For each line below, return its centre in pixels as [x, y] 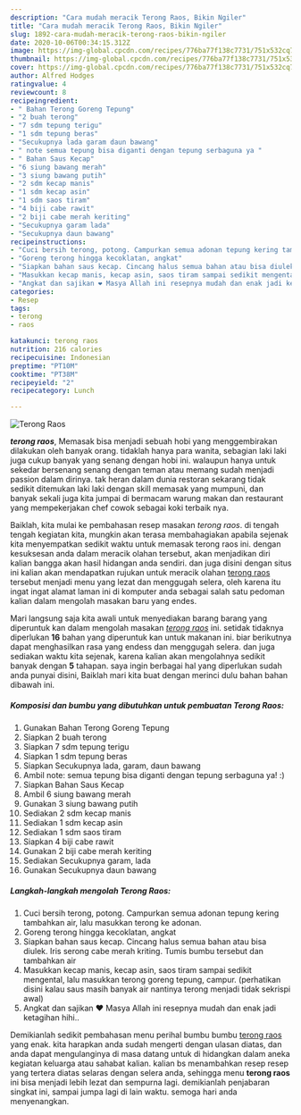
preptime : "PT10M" [44, 366]
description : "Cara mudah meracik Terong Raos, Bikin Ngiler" [128, 17]
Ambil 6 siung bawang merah [77, 794]
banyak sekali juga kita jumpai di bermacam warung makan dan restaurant [147, 499]
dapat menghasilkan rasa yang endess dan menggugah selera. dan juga [142, 647]
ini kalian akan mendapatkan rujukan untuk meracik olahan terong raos [140, 573]
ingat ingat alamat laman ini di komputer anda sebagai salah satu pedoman [147, 591]
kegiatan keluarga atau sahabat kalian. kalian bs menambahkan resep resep [150, 1063]
